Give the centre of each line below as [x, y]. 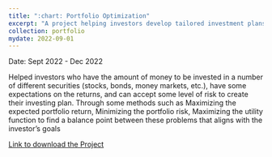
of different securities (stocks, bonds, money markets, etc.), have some [127, 86]
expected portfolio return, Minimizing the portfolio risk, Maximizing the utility [136, 112]
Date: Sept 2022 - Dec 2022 [56, 62]
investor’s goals [34, 129]
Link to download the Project [56, 144]
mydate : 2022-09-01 [41, 38]
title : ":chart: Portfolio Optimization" [79, 16]
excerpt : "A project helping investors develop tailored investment [126, 23]
